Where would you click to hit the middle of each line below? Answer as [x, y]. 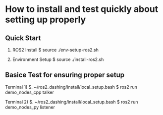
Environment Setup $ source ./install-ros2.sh [58, 59]
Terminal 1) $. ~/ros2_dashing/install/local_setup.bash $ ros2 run [71, 87]
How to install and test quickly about [82, 9]
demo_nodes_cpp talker [30, 92]
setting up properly [46, 20]
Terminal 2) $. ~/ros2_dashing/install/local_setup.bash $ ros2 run [72, 102]
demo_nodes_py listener [30, 107]
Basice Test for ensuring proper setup [65, 75]
